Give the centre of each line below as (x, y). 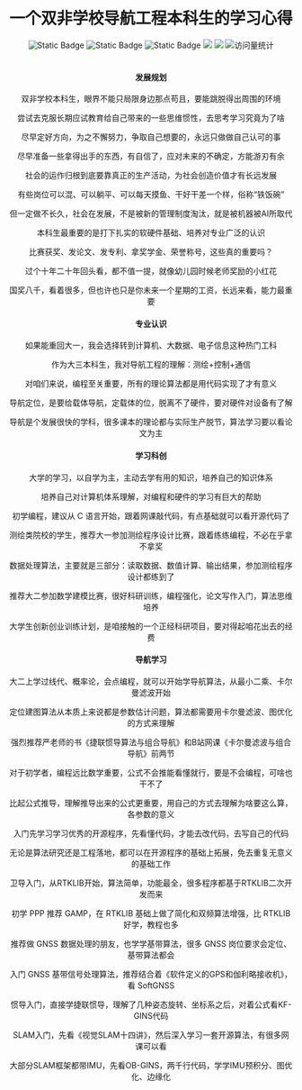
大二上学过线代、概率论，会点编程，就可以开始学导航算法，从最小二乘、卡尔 (151, 681)
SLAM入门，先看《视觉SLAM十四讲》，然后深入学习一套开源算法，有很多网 (151, 1035)
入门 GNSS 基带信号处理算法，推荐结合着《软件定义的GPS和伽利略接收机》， (151, 974)
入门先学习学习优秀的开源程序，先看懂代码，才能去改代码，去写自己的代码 (151, 833)
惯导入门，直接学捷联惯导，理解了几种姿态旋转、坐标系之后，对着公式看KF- (151, 1004)
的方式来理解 (151, 722)
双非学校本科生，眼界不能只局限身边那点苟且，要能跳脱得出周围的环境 (151, 99)
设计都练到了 (151, 577)
